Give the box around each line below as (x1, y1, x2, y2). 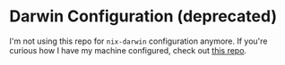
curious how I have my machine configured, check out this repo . (9, 45, 247, 55)
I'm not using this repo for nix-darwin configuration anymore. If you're (9, 36, 268, 46)
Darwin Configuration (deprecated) (9, 6, 278, 27)
